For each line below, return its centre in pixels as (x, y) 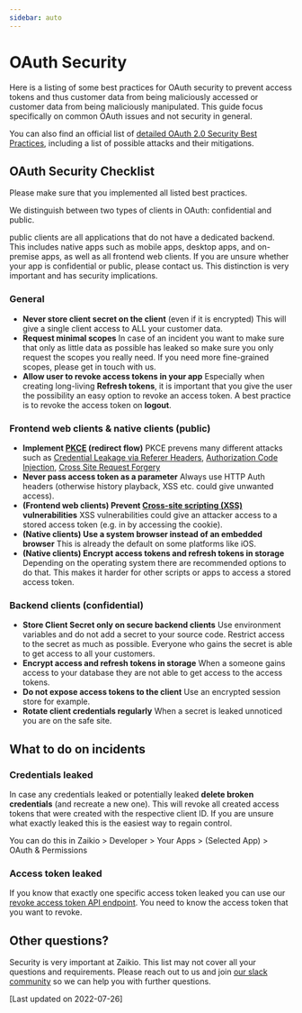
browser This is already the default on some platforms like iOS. (139, 543)
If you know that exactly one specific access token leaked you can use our (147, 893)
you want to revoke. (46, 912)
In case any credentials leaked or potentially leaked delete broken (132, 794)
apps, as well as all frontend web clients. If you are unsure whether (165, 257)
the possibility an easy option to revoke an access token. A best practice (156, 395)
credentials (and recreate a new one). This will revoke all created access (144, 804)
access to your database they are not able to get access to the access (152, 673)
